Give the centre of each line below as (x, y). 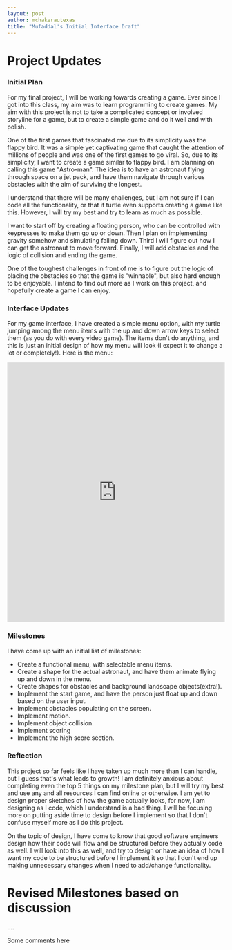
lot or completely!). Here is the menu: (60, 353)
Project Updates (55, 60)
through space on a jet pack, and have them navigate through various (106, 176)
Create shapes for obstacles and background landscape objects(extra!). (119, 687)
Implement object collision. (56, 723)
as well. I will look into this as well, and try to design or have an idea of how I (116, 850)
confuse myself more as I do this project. (65, 822)
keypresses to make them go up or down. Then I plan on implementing (107, 233)
